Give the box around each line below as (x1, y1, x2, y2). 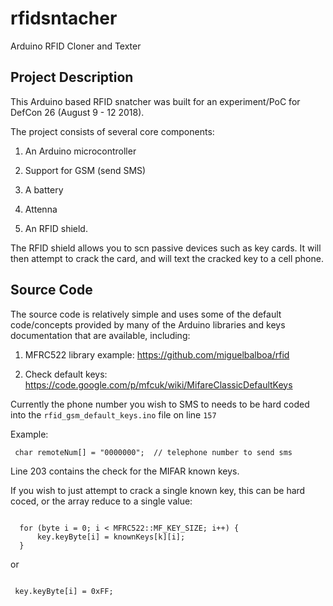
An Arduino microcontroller (24, 145, 137, 157)
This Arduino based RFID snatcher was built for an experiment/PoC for (10, 95, 301, 107)
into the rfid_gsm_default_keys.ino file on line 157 (10, 408, 217, 421)
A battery (24, 183, 64, 196)
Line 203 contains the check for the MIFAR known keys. (10, 465, 240, 477)
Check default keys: (24, 368, 108, 380)
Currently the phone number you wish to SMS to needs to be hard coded (10, 398, 310, 410)
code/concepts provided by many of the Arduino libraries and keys (10, 318, 286, 331)
